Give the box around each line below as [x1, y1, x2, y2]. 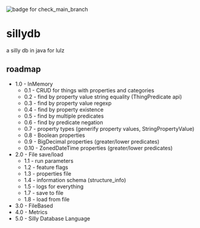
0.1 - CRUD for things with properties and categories [24, 86, 155, 93]
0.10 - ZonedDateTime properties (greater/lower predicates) [24, 144, 173, 151]
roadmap [6, 64, 41, 75]
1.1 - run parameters [24, 157, 74, 164]
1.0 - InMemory [15, 80, 53, 87]
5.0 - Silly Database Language [15, 215, 91, 222]
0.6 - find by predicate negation [24, 118, 103, 126]
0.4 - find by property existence [24, 106, 104, 113]
